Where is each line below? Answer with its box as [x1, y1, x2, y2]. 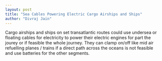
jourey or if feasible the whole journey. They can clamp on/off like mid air [5, 40, 154, 46]
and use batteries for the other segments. [5, 50, 90, 56]
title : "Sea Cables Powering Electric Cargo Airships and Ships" [5, 12, 142, 17]
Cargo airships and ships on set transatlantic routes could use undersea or [5, 30, 157, 36]
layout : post [5, 7, 32, 12]
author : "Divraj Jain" [5, 16, 52, 21]
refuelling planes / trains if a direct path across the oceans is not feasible [5, 45, 154, 51]
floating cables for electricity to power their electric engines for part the [5, 35, 151, 41]
